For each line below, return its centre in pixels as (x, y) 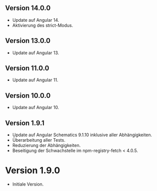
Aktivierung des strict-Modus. (42, 25)
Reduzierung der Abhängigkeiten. (46, 146)
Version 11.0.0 (27, 68)
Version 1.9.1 (25, 123)
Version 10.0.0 (28, 95)
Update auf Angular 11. (35, 80)
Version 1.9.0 (33, 171)
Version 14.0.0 (28, 8)
